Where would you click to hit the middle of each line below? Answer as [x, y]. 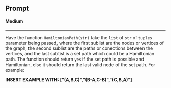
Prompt [17, 8]
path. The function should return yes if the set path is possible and [75, 59]
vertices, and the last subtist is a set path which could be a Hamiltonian [80, 53]
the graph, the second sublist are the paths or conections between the [79, 48]
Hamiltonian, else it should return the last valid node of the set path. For [80, 64]
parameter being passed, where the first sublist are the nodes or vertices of [85, 43]
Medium [14, 21]
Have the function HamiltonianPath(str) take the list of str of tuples [79, 37]
